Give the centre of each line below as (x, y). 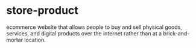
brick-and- (176, 33)
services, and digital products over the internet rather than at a (84, 33)
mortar (14, 40)
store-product (42, 10)
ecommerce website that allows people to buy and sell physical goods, (94, 27)
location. (35, 40)
